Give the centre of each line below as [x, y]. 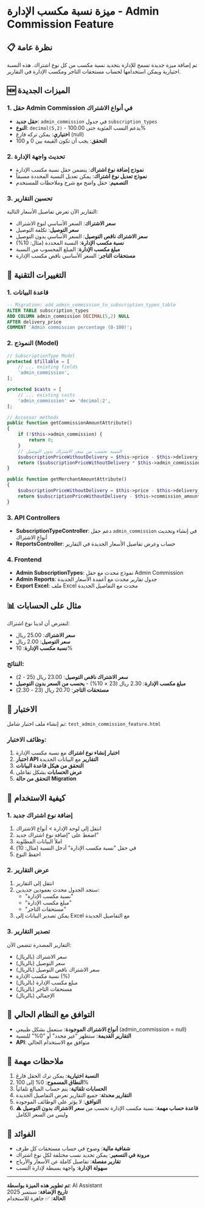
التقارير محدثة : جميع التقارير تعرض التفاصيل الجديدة [74, 1095]
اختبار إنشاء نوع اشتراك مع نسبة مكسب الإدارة [68, 753]
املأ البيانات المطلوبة [39, 841]
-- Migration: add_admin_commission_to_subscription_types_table [91, 305]
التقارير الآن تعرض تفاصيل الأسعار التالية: [53, 212]
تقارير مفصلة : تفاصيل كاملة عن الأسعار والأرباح [68, 1162]
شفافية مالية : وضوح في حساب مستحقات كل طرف [73, 1148]
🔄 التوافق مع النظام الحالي [51, 1015]
